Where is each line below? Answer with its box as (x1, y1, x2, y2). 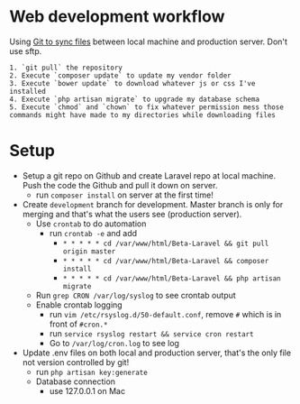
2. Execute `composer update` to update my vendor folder (9, 70, 232, 80)
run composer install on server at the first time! (35, 189, 214, 200)
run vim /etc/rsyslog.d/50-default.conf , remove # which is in (49, 308, 282, 319)
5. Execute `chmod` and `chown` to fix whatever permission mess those (9, 102, 284, 112)
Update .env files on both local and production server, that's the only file (22, 347, 291, 358)
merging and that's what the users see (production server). (22, 208, 242, 219)
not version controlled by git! (22, 356, 130, 367)
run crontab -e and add (49, 227, 138, 238)
